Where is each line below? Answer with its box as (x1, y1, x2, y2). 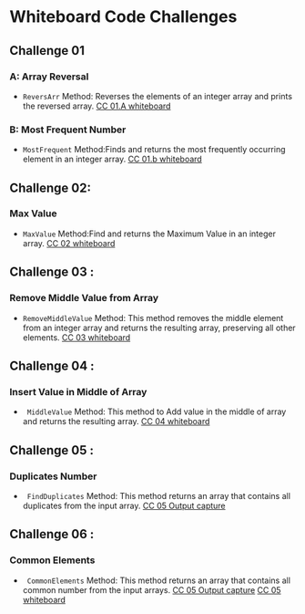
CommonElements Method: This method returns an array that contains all (26, 575, 291, 586)
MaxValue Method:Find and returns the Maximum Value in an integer (22, 228, 276, 239)
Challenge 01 (9, 43, 85, 58)
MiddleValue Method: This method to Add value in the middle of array (26, 406, 287, 417)
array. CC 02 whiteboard (22, 237, 116, 248)
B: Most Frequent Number (9, 123, 127, 136)
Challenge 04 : (9, 358, 95, 373)
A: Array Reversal (9, 70, 89, 83)
